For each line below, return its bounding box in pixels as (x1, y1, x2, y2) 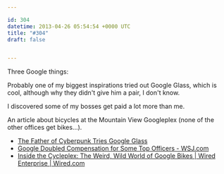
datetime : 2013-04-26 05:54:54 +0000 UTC (7, 22, 131, 30)
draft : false (7, 36, 46, 43)
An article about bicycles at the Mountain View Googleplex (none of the (7, 116, 215, 124)
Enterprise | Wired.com (17, 159, 85, 168)
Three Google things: (7, 67, 69, 76)
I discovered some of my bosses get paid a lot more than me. (7, 102, 185, 111)
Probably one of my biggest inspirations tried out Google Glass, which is (7, 81, 217, 90)
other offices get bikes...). (7, 123, 82, 132)
